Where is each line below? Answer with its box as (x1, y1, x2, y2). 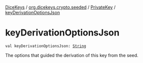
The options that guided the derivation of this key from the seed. (5, 52, 139, 58)
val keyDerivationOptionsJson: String (5, 43, 86, 48)
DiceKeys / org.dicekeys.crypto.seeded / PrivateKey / (5, 4, 116, 10)
